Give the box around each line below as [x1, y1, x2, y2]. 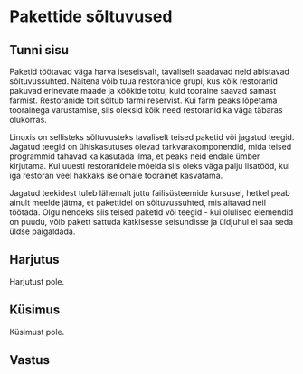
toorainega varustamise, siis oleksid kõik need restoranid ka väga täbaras [9, 105, 283, 115]
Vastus [9, 352, 50, 368]
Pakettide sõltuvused [9, 6, 173, 27]
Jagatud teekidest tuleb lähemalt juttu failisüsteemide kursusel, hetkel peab [9, 188, 291, 198]
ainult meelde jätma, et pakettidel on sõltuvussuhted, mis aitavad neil [9, 197, 267, 208]
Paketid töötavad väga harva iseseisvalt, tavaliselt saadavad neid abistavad [9, 66, 289, 77]
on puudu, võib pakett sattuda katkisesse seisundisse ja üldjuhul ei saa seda [9, 217, 294, 227]
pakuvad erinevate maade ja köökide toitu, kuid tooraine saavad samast [9, 86, 277, 96]
